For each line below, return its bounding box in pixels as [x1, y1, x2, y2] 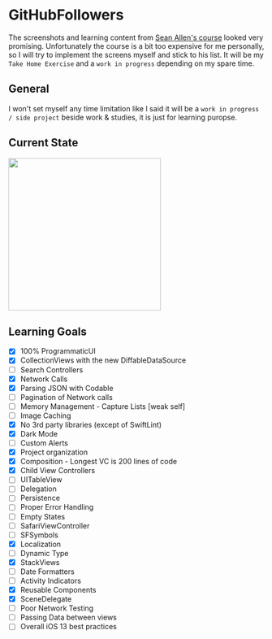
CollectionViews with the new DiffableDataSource [19, 355, 187, 365]
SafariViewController [19, 520, 90, 530]
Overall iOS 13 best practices [19, 622, 118, 632]
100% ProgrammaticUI [19, 346, 96, 356]
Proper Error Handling [19, 502, 94, 512]
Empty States [19, 511, 66, 521]
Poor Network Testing [19, 603, 94, 613]
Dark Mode [19, 428, 58, 438]
